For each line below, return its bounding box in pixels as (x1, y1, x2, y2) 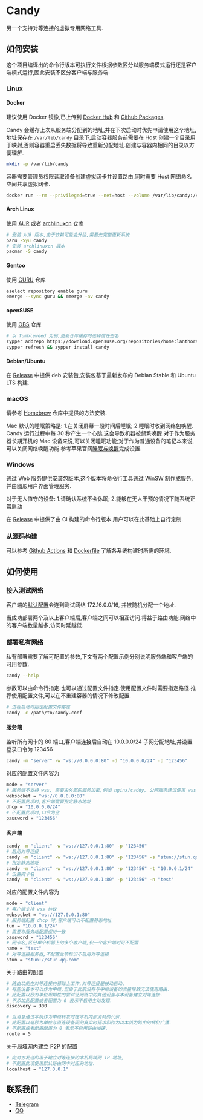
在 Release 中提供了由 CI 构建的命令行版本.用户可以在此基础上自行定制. (6, 515, 183, 522)
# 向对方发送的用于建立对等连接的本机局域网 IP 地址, (6, 1055, 124, 1061)
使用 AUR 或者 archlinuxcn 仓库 (6, 219, 84, 227)
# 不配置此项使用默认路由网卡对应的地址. (6, 1060, 95, 1066)
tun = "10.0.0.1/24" (6, 923, 59, 929)
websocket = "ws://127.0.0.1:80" (6, 912, 91, 918)
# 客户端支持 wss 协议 (6, 906, 57, 912)
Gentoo (6, 262, 25, 269)
